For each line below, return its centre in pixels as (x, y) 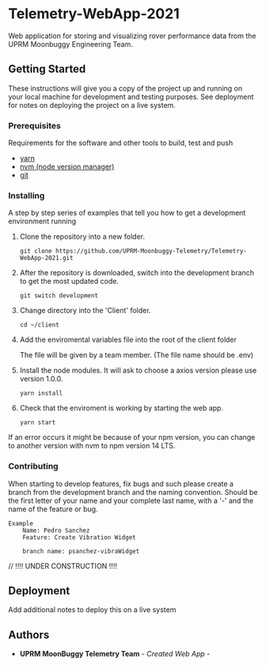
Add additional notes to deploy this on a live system (92, 610)
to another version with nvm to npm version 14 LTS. (92, 446)
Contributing (33, 466)
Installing (27, 195)
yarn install (41, 393)
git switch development (59, 296)
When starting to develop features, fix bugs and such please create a (121, 484)
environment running (42, 221)
